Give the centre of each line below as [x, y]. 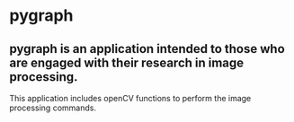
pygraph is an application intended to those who [147, 49]
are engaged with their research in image [127, 62]
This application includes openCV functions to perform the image [130, 98]
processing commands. [53, 108]
